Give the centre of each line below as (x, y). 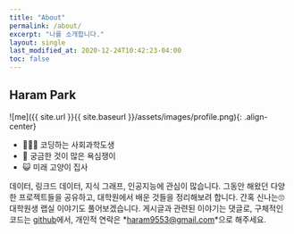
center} (23, 126)
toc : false (29, 59)
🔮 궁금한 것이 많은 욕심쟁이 (69, 155)
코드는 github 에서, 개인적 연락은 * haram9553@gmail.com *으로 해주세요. (138, 219)
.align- (256, 116)
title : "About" (38, 17)
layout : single (38, 42)
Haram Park (43, 95)
